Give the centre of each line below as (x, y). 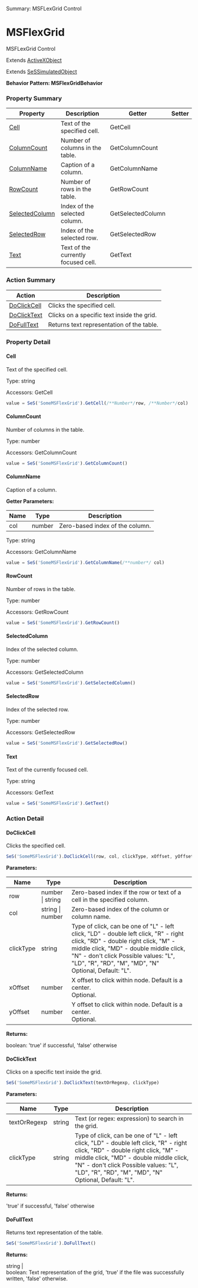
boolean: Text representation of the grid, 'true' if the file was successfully (95, 1273)
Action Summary (31, 280)
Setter (180, 113)
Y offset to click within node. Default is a (127, 1005)
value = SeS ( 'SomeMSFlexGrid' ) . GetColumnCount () (67, 463)
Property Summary (34, 98)
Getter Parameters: (30, 501)
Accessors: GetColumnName (41, 552)
